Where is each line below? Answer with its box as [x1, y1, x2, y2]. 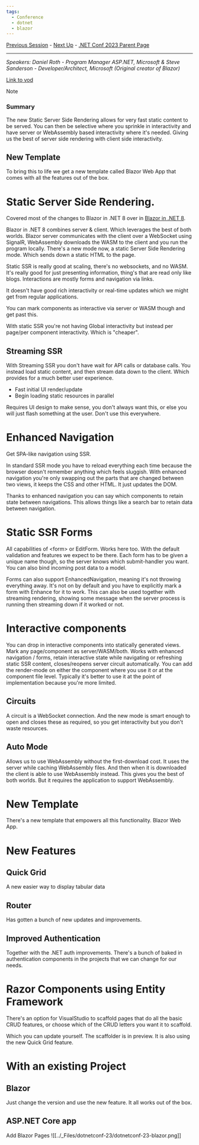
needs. [6, 962, 23, 969]
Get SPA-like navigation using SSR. [6, 450, 91, 457]
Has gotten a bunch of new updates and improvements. [6, 916, 142, 923]
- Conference [11, 14, 44, 20]
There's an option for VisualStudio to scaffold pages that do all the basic [6, 1015, 182, 1022]
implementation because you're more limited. [6, 679, 117, 686]
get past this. [6, 311, 38, 318]
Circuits [6, 696, 36, 707]
